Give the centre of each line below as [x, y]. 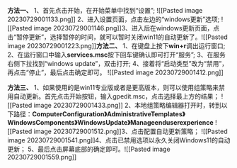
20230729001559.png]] [42, 157]
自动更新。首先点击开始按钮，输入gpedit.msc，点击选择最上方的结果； [116, 96]
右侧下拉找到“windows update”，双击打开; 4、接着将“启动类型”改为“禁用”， [118, 63]
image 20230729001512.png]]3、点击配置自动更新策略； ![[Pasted [131, 131]
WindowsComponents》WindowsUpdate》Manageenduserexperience [110, 122]
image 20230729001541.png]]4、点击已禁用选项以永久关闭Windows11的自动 [119, 140]
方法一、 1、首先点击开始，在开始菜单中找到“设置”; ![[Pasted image [105, 10]
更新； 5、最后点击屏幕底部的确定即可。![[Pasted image [89, 149]
